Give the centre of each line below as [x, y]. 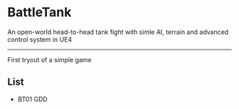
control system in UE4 [40, 39]
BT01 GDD [32, 99]
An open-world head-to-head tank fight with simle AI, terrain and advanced [118, 32]
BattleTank [39, 12]
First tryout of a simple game [49, 59]
